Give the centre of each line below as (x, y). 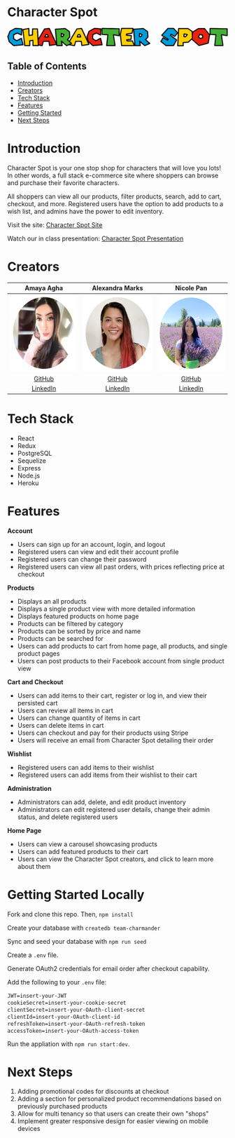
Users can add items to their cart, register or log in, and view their (112, 696)
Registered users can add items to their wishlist (86, 767)
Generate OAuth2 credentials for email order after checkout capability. (108, 968)
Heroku (28, 483)
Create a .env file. (33, 955)
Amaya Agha (44, 288)
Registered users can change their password (82, 559)
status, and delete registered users (67, 817)
